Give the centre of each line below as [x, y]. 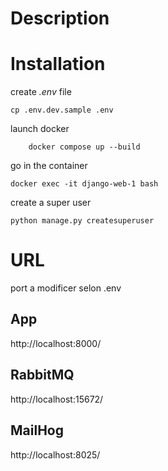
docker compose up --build [84, 147]
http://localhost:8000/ [56, 343]
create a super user [51, 203]
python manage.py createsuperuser [82, 221]
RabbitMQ [42, 375]
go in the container [49, 166]
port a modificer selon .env [66, 288]
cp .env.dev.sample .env [62, 110]
